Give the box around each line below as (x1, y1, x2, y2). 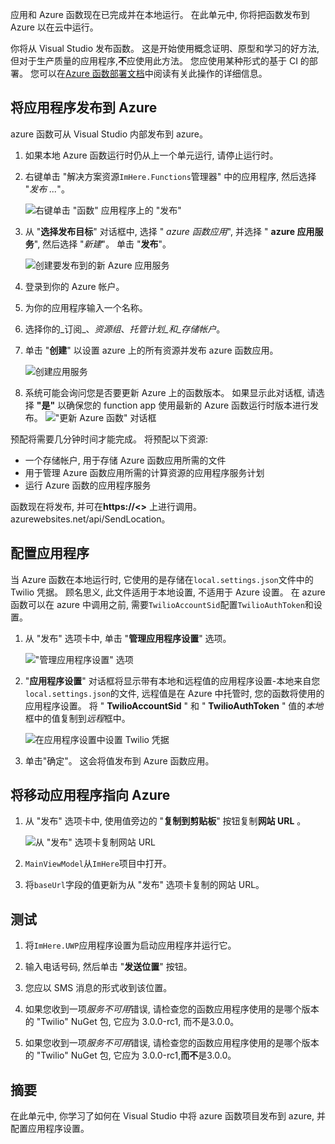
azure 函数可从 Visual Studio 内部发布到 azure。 (10, 128, 208, 140)
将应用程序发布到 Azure (10, 99, 158, 117)
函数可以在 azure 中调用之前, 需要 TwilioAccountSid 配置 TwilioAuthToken (10, 598, 305, 610)
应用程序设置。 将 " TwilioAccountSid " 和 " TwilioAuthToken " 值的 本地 (24, 699, 324, 712)
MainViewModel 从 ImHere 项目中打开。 (24, 858, 172, 870)
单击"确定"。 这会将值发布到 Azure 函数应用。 (24, 754, 215, 767)
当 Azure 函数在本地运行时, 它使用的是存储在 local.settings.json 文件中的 (10, 573, 314, 585)
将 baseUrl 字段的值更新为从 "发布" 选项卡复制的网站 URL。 (24, 879, 265, 891)
